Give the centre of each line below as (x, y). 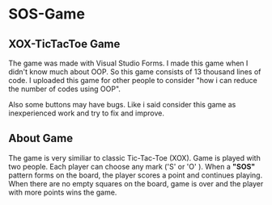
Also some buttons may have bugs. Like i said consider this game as (122, 105)
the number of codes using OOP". (65, 89)
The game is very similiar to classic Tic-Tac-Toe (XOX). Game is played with (134, 157)
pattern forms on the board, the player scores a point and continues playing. (136, 175)
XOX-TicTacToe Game (64, 44)
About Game (41, 138)
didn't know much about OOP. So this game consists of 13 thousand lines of (135, 72)
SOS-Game (47, 14)
